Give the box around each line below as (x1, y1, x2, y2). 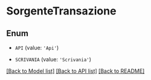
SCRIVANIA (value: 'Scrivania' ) (14, 56, 92, 63)
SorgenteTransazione (6, 4, 117, 18)
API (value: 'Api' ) (14, 44, 59, 51)
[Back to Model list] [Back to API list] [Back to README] (6, 67, 145, 75)
